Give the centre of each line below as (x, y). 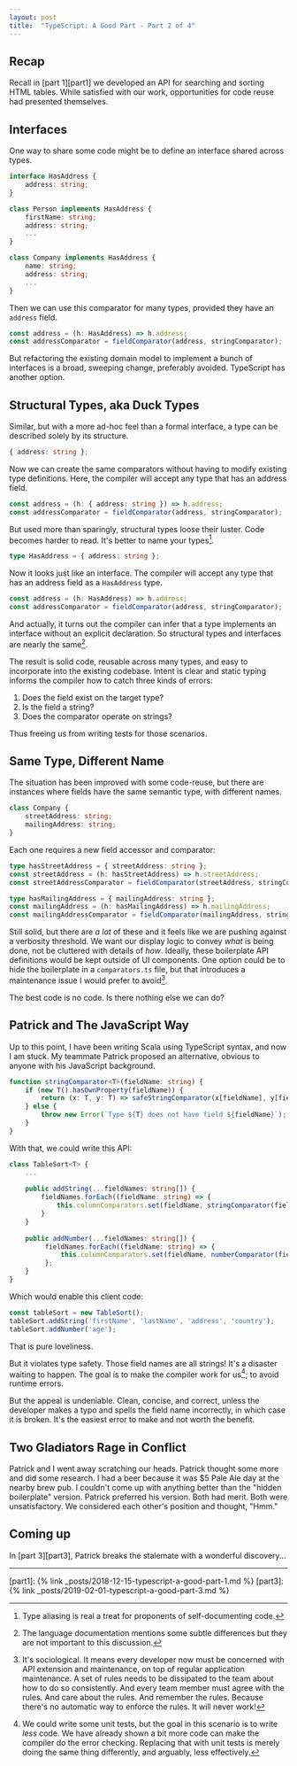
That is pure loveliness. (51, 1346)
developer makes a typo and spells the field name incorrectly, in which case (147, 1410)
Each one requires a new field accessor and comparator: (112, 849)
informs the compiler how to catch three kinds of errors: (111, 680)
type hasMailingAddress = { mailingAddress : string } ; (112, 898)
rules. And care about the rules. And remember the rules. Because (142, 1697)
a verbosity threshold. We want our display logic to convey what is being (141, 941)
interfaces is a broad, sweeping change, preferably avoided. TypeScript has (147, 368)
